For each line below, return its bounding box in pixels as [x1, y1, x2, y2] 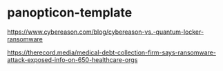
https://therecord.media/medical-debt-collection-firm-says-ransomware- [7, 48, 216, 57]
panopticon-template [7, 5, 133, 21]
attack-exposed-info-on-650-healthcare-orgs [7, 55, 138, 63]
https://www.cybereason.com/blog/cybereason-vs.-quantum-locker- [7, 28, 204, 36]
